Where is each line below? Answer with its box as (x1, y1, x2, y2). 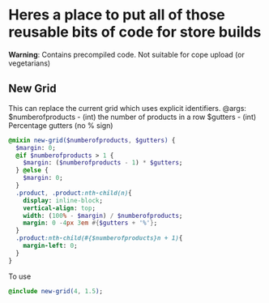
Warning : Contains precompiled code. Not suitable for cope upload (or (8, 49, 245, 59)
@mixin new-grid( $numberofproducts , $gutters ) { (8, 136, 176, 144)
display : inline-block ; (23, 196, 104, 204)
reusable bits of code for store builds (8, 23, 262, 41)
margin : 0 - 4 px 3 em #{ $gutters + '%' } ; (23, 219, 158, 228)
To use (8, 271, 32, 281)
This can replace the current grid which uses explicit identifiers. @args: (8, 103, 247, 113)
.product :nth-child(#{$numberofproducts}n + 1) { (15, 234, 183, 242)
